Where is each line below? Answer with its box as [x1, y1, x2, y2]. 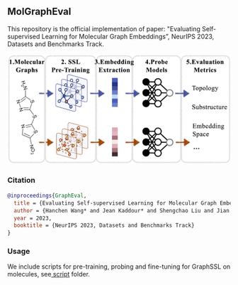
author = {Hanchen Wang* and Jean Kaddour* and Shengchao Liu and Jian [13, 207, 230, 214]
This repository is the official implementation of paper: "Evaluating [7, 24, 200, 33]
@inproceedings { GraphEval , [7, 192, 87, 199]
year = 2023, [13, 215, 52, 222]
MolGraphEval [7, 6, 72, 18]
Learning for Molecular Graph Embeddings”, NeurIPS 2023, [41, 32, 215, 41]
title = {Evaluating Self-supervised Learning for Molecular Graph [13, 199, 217, 207]
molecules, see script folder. [7, 270, 91, 279]
